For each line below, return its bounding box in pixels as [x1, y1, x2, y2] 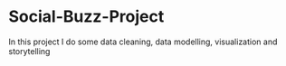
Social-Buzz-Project [8, 6, 165, 27]
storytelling [8, 45, 51, 56]
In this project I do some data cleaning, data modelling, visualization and [8, 36, 278, 47]
